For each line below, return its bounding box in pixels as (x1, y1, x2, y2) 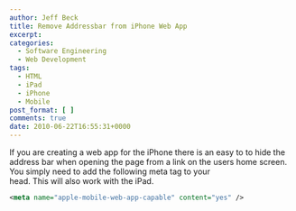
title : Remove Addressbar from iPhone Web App (9, 22, 188, 31)
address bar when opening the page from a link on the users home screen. (9, 157, 287, 167)
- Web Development (17, 55, 88, 64)
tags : (9, 64, 30, 73)
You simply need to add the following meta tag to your (9, 166, 210, 177)
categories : (9, 38, 54, 48)
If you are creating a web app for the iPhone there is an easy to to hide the (9, 147, 286, 158)
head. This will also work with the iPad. (9, 176, 154, 186)
